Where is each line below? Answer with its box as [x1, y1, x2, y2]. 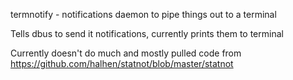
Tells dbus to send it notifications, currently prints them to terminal [10, 28, 284, 39]
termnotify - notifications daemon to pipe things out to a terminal [10, 9, 277, 20]
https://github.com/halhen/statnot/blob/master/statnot [10, 58, 234, 69]
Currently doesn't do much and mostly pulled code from [10, 47, 242, 59]
